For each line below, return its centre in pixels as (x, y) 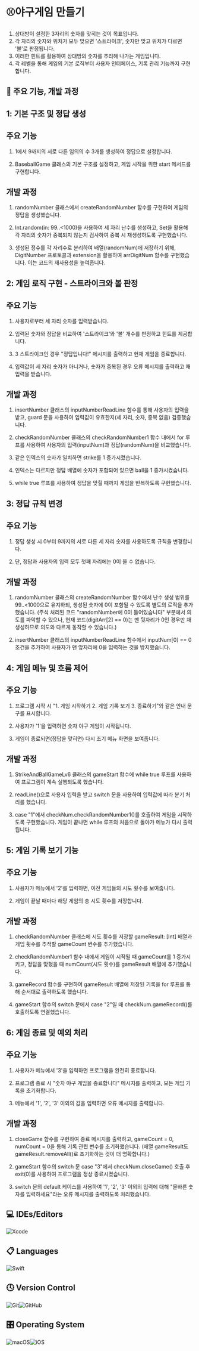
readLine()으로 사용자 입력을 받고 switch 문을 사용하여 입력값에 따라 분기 (99, 794)
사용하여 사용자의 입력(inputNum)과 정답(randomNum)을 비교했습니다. (108, 445)
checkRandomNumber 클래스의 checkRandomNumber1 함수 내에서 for (99, 438)
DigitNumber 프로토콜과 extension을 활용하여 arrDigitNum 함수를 (92, 255)
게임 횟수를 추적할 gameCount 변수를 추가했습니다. (74, 944)
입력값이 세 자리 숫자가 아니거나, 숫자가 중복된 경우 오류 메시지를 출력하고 (99, 366)
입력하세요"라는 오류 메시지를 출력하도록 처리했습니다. (88, 1194)
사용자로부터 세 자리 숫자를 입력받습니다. (61, 321)
